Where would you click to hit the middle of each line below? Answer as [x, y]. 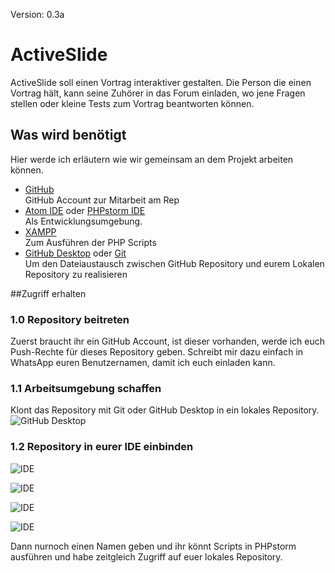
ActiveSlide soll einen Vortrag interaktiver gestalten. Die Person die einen [161, 82]
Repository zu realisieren [76, 274]
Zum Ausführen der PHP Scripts [90, 242]
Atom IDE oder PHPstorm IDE [85, 210]
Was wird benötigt [68, 135]
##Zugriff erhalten [48, 293]
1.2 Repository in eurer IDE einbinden [102, 447]
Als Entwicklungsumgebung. [83, 221]
